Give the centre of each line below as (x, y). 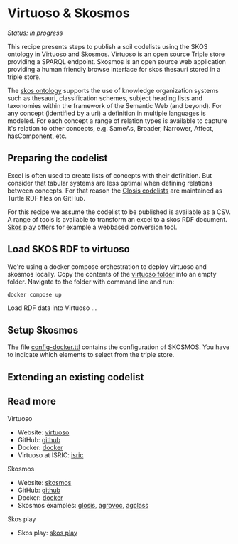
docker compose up (34, 294)
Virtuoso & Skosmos (69, 13)
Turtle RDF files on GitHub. (46, 198)
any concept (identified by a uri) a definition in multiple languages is (107, 113)
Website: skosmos (44, 482)
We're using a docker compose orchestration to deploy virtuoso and (107, 266)
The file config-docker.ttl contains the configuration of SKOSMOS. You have (119, 347)
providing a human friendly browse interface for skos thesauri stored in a (114, 69)
